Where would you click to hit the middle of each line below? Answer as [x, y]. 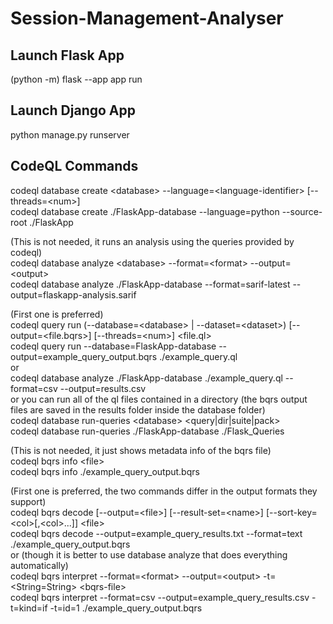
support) [28, 501]
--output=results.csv [103, 388]
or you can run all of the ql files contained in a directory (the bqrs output [159, 399]
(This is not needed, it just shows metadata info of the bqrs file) [141, 450]
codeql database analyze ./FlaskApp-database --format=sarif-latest [150, 284]
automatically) [39, 565]
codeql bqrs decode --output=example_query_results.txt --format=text [156, 533]
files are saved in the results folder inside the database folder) [138, 409]
